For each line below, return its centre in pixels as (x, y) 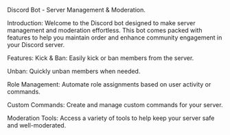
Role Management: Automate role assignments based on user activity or (109, 84)
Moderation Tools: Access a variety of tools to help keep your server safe (111, 118)
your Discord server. (36, 45)
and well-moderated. (37, 125)
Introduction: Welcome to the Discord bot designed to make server (101, 23)
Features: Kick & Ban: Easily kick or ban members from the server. (101, 58)
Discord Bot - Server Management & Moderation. (77, 10)
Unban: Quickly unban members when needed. (74, 71)
